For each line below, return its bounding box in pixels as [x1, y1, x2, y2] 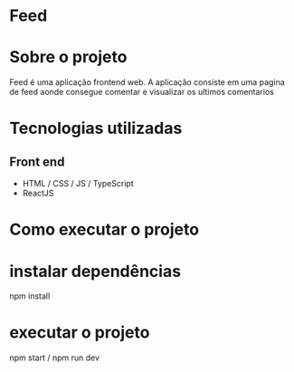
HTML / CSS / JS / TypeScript [22, 178, 134, 189]
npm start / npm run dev [9, 352, 100, 363]
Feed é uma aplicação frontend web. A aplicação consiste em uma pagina [9, 77, 285, 88]
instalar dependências [9, 261, 182, 281]
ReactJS [22, 187, 54, 199]
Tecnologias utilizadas [9, 119, 183, 138]
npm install [9, 291, 51, 301]
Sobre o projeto [9, 47, 128, 68]
